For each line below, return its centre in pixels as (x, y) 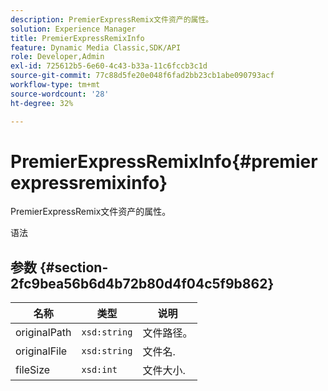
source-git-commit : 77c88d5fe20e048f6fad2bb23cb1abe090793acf (142, 76)
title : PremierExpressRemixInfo (77, 38)
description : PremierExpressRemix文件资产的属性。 (112, 19)
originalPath (43, 333)
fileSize (33, 370)
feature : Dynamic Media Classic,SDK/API (96, 47)
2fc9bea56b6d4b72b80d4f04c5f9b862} (142, 283)
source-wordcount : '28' (60, 94)
